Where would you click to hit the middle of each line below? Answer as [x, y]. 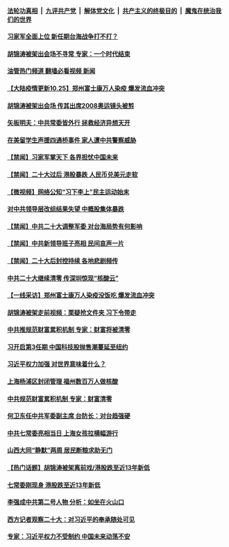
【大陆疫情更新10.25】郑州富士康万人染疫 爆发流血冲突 [86, 88]
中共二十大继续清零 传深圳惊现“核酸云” [63, 278]
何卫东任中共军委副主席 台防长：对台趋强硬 [69, 416]
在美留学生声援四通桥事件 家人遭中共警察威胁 [72, 140]
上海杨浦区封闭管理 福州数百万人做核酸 [63, 382]
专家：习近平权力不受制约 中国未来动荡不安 [69, 537]
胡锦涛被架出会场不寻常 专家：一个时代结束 [69, 54]
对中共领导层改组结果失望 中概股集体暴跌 [66, 209]
